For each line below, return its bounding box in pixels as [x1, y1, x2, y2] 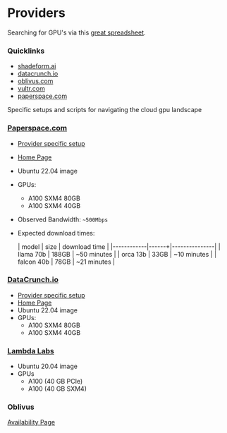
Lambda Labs [7, 346, 54, 355]
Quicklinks [7, 46, 45, 56]
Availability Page [7, 418, 55, 427]
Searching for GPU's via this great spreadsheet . [7, 28, 146, 37]
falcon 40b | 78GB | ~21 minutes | [17, 257, 115, 266]
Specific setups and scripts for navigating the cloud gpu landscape [7, 106, 202, 114]
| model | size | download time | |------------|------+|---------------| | [17, 242, 221, 251]
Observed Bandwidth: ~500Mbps [17, 215, 108, 224]
